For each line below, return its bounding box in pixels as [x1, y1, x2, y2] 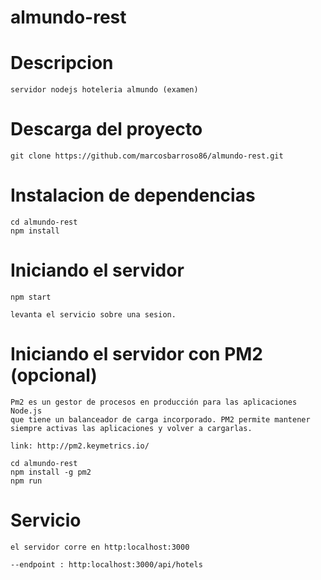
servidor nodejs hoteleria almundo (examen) [10, 85, 199, 95]
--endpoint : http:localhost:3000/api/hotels [10, 559, 203, 570]
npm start [10, 292, 52, 302]
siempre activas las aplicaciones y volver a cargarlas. [10, 423, 253, 433]
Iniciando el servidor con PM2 [10, 343, 263, 366]
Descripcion [10, 52, 114, 75]
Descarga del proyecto [10, 118, 203, 141]
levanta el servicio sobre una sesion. [10, 309, 177, 320]
